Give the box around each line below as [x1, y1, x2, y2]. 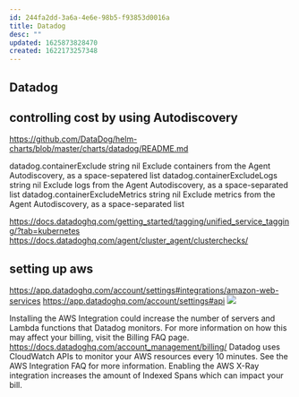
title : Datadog [9, 22, 66, 30]
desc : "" [9, 30, 42, 39]
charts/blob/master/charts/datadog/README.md [9, 143, 189, 154]
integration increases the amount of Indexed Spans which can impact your [9, 370, 284, 381]
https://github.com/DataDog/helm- [9, 134, 138, 144]
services [9, 296, 41, 306]
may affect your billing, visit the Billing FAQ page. [9, 332, 190, 343]
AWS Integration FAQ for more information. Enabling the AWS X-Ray [9, 360, 260, 372]
